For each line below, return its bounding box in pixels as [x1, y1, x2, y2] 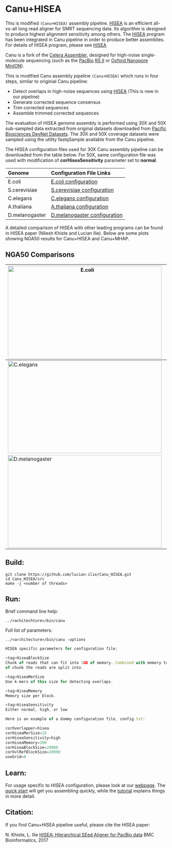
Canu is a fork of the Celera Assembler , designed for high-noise [5, 52, 140, 58]
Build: [5, 558, 25, 567]
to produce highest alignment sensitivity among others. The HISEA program [5, 31, 165, 37]
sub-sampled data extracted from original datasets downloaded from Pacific [5, 125, 167, 131]
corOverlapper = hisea [5, 726, 50, 731]
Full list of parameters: [5, 627, 53, 633]
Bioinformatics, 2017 [5, 837, 49, 843]
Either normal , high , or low [5, 707, 68, 712]
